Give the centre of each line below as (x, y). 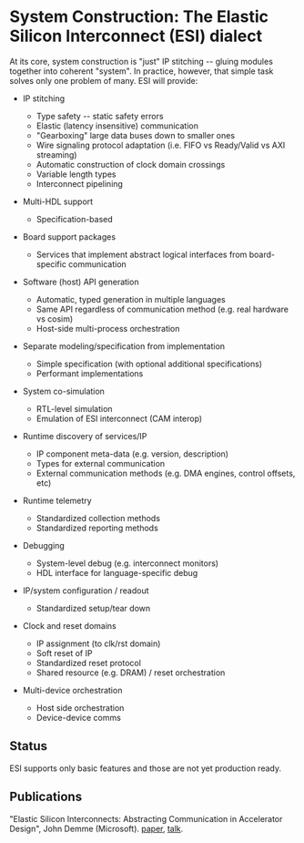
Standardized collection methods (98, 518)
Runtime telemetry (57, 500)
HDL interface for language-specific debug (117, 572)
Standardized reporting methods (97, 528)
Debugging (44, 545)
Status (29, 746)
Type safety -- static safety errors (100, 116)
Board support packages (69, 236)
